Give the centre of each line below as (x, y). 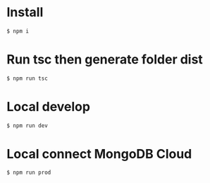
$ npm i (18, 31)
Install (25, 12)
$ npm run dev (27, 125)
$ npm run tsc (27, 78)
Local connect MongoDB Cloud (99, 154)
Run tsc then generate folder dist (105, 59)
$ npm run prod (29, 173)
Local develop (49, 106)
